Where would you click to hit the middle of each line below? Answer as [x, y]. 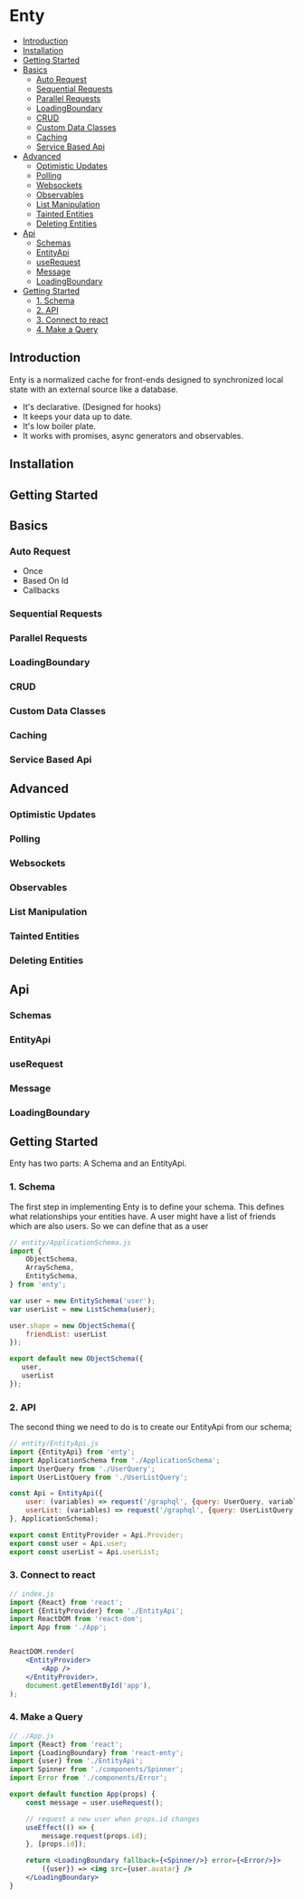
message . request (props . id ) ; [95, 1836]
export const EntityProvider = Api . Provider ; [96, 1535]
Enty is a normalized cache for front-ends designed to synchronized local [146, 379]
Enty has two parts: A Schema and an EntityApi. [98, 1163]
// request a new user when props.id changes [113, 1819]
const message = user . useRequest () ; [95, 1802]
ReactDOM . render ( [42, 1652]
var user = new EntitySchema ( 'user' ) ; [82, 1301]
